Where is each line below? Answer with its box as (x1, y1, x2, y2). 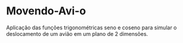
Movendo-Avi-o (6, 4, 86, 18)
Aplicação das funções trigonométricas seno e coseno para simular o (6, 24, 177, 31)
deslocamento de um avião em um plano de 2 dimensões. (6, 30, 148, 37)
